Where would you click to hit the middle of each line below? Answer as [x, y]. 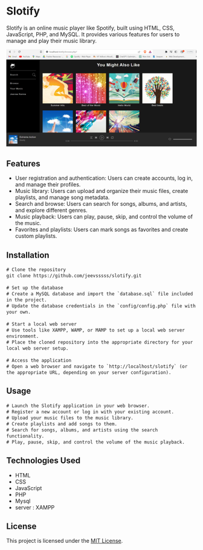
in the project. [27, 300]
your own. [19, 312]
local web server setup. [37, 348]
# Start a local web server [42, 324]
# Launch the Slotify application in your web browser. [78, 406]
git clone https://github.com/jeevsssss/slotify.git [74, 276]
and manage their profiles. [48, 185]
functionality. [25, 436]
